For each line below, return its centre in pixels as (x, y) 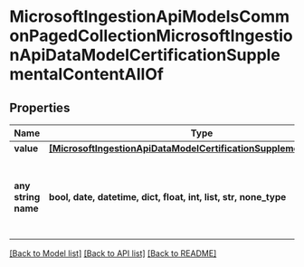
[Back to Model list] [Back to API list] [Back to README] (113, 253)
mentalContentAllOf (87, 75)
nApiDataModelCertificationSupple (145, 55)
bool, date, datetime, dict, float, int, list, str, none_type (167, 197)
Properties (40, 107)
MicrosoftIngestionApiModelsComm (150, 17)
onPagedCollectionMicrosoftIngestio (151, 36)
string (27, 197)
